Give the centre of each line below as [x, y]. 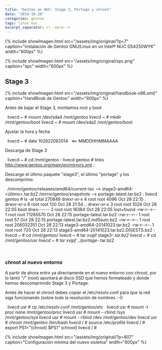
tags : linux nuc [21, 23]
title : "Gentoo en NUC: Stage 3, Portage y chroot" [58, 9]
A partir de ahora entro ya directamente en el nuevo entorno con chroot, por [81, 273]
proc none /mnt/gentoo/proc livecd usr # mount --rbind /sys [65, 312]
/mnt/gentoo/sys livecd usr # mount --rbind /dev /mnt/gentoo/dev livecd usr [81, 318]
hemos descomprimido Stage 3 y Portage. [47, 283]
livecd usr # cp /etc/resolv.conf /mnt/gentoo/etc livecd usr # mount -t [78, 307]
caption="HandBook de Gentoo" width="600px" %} [57, 98]
